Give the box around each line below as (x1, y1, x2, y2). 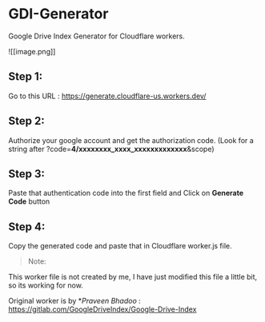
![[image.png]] (8, 46, 56, 56)
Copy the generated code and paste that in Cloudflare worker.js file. (8, 241, 232, 251)
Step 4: (8, 220, 46, 233)
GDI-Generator (8, 5, 109, 23)
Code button (8, 197, 50, 206)
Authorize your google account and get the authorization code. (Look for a (8, 135, 254, 145)
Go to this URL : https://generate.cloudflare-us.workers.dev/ (8, 91, 207, 101)
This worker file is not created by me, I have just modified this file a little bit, (8, 272, 258, 282)
